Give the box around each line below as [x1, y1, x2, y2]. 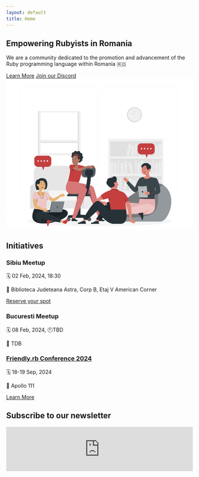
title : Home [6, 15, 36, 22]
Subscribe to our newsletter [6, 411, 111, 421]
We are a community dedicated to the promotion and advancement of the [6, 54, 185, 62]
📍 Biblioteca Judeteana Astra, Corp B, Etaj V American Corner [6, 286, 157, 293]
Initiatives [6, 240, 44, 251]
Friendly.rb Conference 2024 [6, 354, 92, 363]
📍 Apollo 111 [6, 382, 34, 389]
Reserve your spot [6, 298, 52, 305]
